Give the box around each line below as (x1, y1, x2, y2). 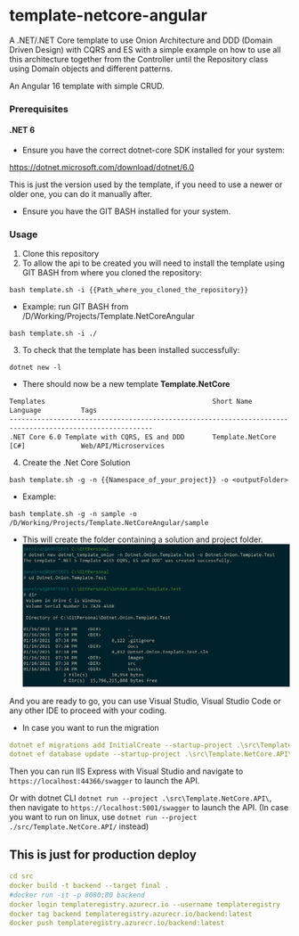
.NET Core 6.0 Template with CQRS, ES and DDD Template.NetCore (9, 433, 277, 442)
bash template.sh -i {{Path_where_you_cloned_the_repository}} (9, 286, 249, 295)
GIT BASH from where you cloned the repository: (21, 267, 203, 278)
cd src (9, 872, 34, 881)
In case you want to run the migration (21, 722, 160, 733)
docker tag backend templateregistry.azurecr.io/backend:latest (9, 909, 253, 918)
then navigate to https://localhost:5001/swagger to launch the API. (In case (9, 802, 289, 813)
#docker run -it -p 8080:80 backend (9, 891, 145, 899)
